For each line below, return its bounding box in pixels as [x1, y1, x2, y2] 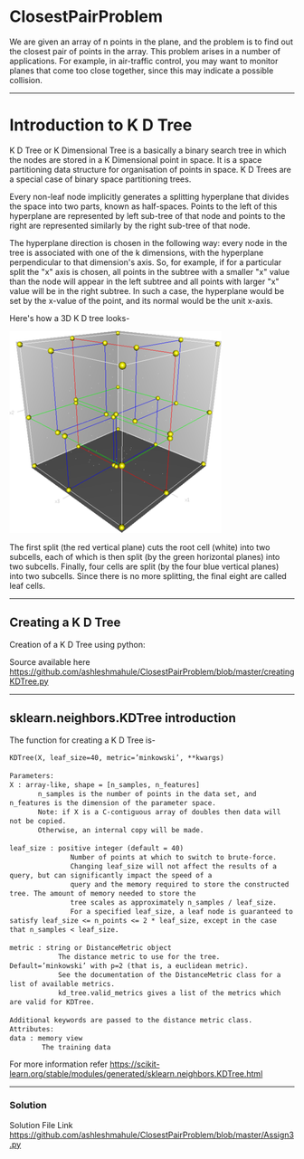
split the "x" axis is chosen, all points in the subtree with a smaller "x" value [9, 266, 290, 277]
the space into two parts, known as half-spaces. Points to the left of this [9, 201, 278, 212]
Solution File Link [9, 1119, 74, 1130]
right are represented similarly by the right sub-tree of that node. [9, 220, 251, 231]
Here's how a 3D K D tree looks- [9, 312, 130, 323]
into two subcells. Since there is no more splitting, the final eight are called [9, 570, 287, 581]
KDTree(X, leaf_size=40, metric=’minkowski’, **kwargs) [9, 753, 224, 762]
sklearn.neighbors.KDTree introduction [9, 710, 237, 726]
